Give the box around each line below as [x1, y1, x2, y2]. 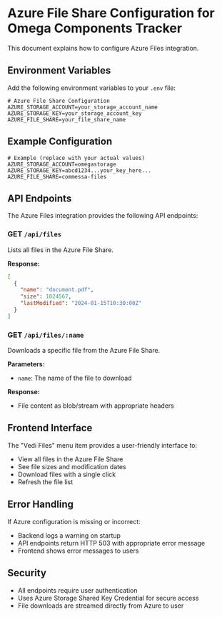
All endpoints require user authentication [17, 586, 138, 594]
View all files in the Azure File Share [17, 455, 123, 463]
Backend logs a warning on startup [17, 531, 121, 540]
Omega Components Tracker [7, 20, 183, 36]
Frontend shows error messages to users [17, 546, 139, 555]
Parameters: [7, 360, 45, 368]
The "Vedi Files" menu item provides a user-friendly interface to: [7, 441, 198, 449]
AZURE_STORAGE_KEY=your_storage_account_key [7, 109, 142, 117]
